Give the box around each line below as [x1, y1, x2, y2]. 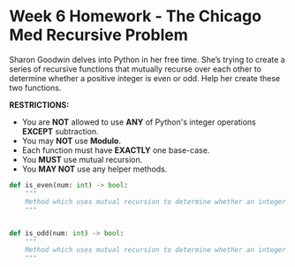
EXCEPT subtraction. [21, 126, 99, 136]
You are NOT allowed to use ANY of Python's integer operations [21, 117, 256, 127]
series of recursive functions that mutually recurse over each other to [9, 64, 262, 74]
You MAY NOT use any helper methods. [21, 164, 168, 174]
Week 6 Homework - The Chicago [9, 6, 262, 27]
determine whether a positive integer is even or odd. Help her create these [9, 72, 281, 83]
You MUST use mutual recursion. [21, 154, 143, 164]
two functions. [9, 82, 62, 93]
